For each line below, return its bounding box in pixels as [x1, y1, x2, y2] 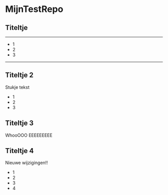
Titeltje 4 [5, 147, 34, 155]
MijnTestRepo [5, 3, 63, 15]
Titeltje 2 [5, 71, 33, 79]
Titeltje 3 [5, 119, 34, 128]
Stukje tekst [5, 84, 30, 90]
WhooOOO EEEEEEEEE [5, 132, 52, 138]
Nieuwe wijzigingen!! [5, 160, 48, 166]
